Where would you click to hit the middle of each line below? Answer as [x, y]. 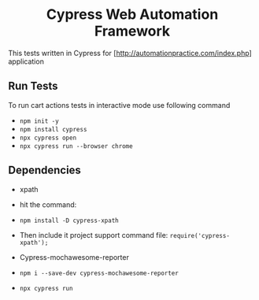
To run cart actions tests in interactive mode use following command [119, 105]
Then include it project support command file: [94, 235]
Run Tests [33, 86]
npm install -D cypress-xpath [69, 220]
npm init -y [39, 121]
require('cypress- [200, 235]
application [26, 61]
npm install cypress [53, 129]
